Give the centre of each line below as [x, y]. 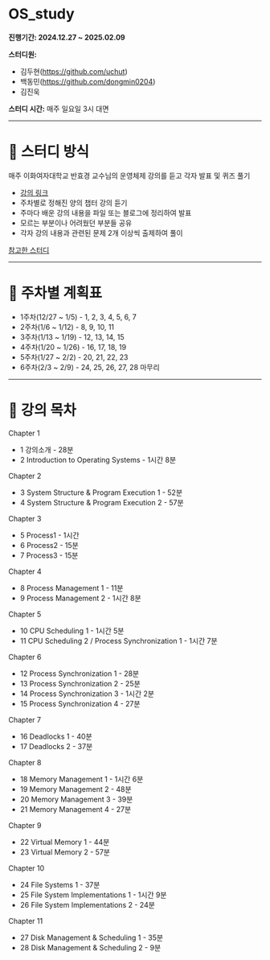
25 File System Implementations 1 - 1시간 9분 [93, 895]
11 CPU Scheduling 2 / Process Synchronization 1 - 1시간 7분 [119, 641]
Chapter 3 [25, 518]
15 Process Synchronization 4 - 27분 [80, 703]
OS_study [41, 14]
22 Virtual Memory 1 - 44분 [65, 842]
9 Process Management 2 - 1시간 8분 [81, 598]
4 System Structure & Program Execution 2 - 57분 [102, 502]
